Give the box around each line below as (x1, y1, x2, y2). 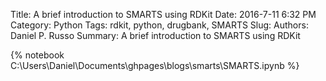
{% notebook (10, 49, 65, 61)
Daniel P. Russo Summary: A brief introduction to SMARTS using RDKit (10, 30, 301, 41)
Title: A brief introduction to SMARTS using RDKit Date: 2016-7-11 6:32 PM (10, 9, 317, 20)
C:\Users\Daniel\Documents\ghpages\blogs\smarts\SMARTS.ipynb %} (10, 60, 300, 71)
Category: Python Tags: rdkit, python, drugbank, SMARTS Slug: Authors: (10, 19, 309, 31)
